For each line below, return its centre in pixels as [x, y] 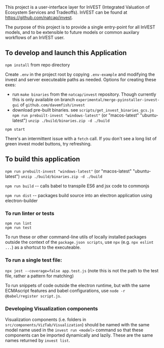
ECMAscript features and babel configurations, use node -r [65, 291]
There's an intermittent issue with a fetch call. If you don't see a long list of [81, 138]
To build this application [42, 159]
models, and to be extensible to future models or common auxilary [72, 32]
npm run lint [18, 223]
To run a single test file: [34, 260]
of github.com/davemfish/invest [53, 105]
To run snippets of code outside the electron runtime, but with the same [78, 286]
